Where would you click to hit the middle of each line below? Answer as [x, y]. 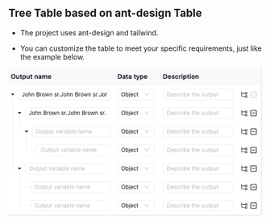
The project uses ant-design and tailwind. [89, 32]
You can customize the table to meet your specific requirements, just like [141, 48]
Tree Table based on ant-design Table [106, 13]
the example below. [52, 56]
